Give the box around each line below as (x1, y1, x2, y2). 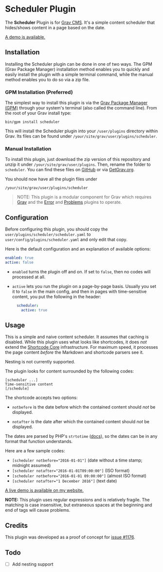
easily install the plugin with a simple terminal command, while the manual (5, 71, 153, 77)
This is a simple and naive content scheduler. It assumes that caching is (5, 334, 149, 340)
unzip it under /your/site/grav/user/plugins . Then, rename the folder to (5, 161, 151, 167)
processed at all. (12, 274, 46, 280)
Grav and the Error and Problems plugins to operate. (17, 199, 122, 205)
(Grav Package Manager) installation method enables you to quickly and (5, 66, 150, 72)
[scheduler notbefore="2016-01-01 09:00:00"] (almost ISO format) (12, 473, 147, 479)
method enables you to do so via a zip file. (5, 76, 90, 82)
